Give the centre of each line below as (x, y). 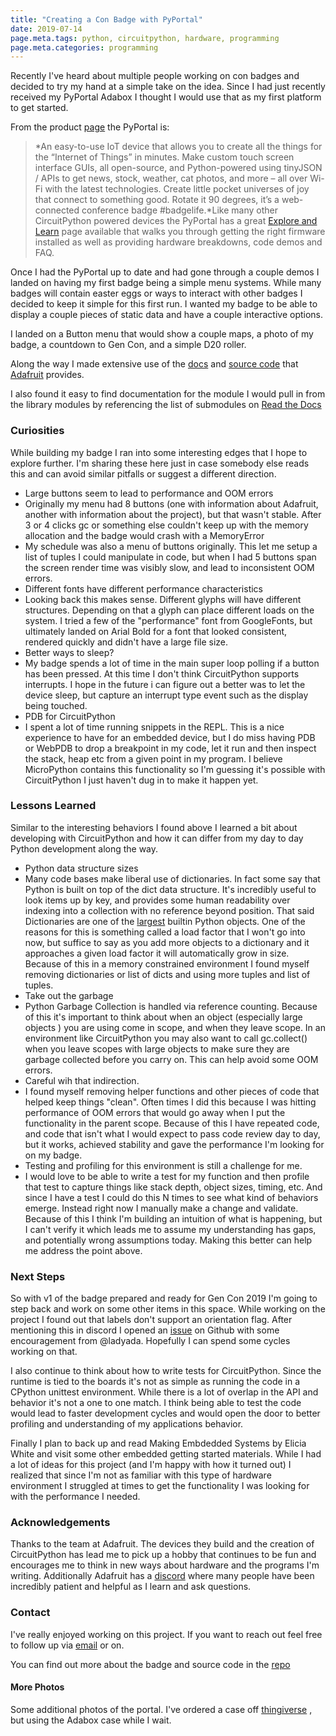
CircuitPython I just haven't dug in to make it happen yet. (141, 780)
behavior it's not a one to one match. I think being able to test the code (156, 1403)
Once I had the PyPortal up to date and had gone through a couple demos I (165, 272)
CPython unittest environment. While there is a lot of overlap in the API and (164, 1392)
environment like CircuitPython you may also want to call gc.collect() (166, 1038)
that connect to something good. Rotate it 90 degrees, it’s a (157, 200)
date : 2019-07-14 (46, 29)
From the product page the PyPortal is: (90, 127)
